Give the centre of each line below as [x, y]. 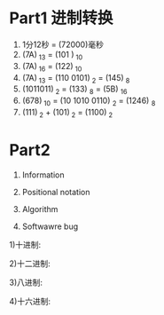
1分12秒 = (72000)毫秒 [63, 44]
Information [43, 175]
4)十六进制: [30, 301]
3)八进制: [26, 282]
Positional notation [56, 192]
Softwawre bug [50, 226]
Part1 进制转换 [61, 18]
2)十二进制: [30, 264]
